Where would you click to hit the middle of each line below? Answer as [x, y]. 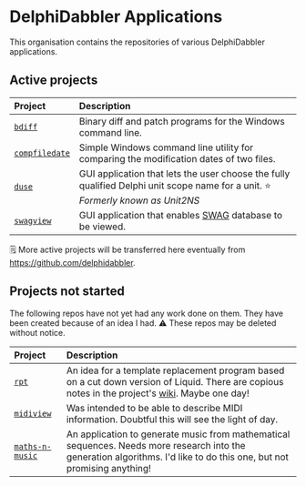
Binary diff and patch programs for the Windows [182, 121]
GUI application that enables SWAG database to [181, 215]
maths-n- [33, 446]
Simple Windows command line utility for [166, 147]
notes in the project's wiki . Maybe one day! [158, 393]
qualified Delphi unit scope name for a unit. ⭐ [175, 186]
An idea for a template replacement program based [175, 370]
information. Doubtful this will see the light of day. [172, 419]
